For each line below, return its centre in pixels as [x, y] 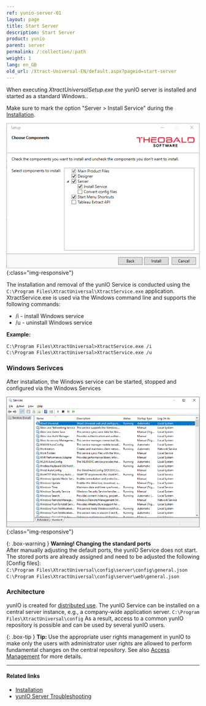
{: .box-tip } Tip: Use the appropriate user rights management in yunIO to [99, 637]
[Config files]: [24, 563]
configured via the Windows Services [54, 388]
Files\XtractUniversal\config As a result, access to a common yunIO [95, 618]
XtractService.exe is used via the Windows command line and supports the [101, 298]
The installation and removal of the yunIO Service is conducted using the [98, 285]
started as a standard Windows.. [47, 96]
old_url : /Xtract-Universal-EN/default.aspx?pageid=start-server [91, 71]
